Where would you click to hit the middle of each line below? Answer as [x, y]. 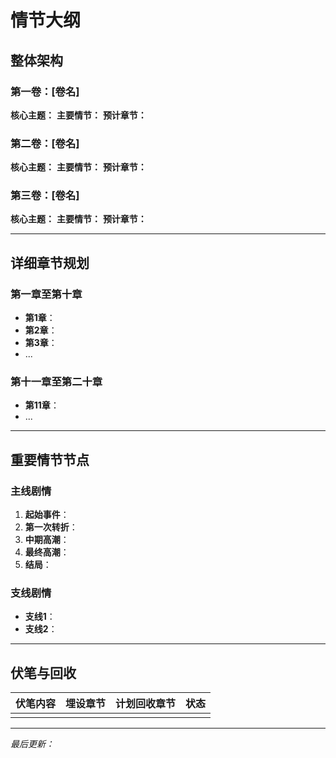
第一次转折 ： [51, 527]
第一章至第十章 [46, 294]
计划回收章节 [146, 704]
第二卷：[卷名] [45, 143]
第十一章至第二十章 [56, 382]
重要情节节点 [50, 459]
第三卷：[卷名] [45, 196]
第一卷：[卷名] [45, 91]
